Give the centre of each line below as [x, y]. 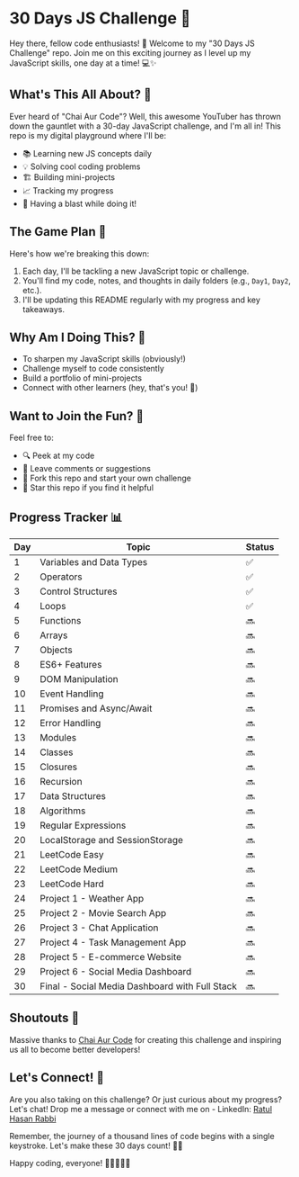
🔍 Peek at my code [58, 456]
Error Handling [70, 723]
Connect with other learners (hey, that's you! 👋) [110, 388]
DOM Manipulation [79, 679]
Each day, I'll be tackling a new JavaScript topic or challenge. [136, 271]
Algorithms [63, 811]
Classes [57, 752]
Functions [61, 620]
